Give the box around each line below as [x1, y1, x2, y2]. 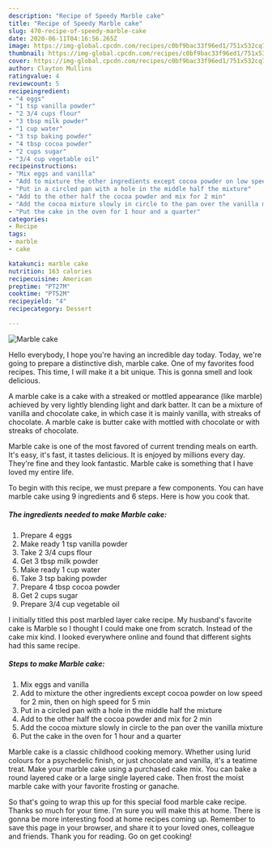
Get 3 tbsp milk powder [19, 556, 99, 566]
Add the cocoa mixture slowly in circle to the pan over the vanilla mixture [19, 722, 264, 732]
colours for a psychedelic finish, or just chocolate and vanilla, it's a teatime [8, 755, 257, 765]
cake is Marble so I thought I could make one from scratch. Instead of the [8, 623, 253, 633]
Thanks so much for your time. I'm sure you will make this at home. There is [8, 805, 261, 815]
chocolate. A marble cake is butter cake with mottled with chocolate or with [8, 417, 261, 427]
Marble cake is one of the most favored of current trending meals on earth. [8, 441, 258, 451]
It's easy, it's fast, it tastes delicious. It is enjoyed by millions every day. [8, 450, 245, 460]
